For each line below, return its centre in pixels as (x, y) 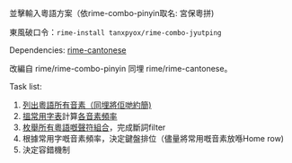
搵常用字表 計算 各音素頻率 (70, 116)
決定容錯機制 (46, 150)
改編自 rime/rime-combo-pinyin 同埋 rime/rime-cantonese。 (121, 69)
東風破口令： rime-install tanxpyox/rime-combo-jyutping (115, 32)
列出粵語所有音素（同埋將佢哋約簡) (87, 105)
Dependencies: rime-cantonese (68, 50)
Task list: (26, 86)
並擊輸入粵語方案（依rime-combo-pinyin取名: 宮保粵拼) (112, 13)
